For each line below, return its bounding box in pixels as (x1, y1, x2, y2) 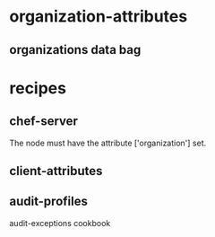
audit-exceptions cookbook (9, 217, 111, 228)
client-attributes (9, 163, 103, 179)
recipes (9, 78, 67, 98)
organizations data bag (9, 42, 142, 57)
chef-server (9, 114, 79, 129)
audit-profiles (9, 194, 88, 209)
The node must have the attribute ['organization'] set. (9, 137, 207, 148)
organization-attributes (9, 6, 188, 27)
